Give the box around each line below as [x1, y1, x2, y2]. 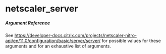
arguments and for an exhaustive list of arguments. [5, 43, 111, 49]
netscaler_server [5, 3, 78, 14]
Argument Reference [5, 19, 50, 25]
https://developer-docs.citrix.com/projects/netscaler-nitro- [14, 32, 137, 38]
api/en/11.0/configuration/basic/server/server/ [5, 38, 101, 44]
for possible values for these [101, 38, 161, 44]
